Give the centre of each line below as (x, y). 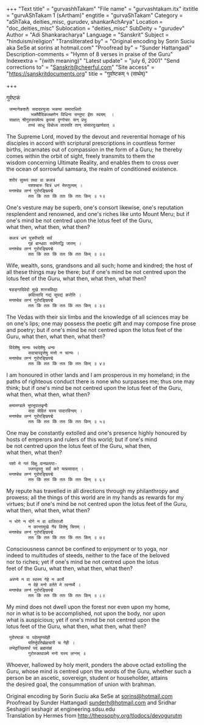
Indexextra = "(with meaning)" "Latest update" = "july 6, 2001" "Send (93, 61)
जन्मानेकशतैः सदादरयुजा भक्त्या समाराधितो (45, 109)
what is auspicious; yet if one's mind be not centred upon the (83, 620)
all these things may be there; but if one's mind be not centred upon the (96, 272)
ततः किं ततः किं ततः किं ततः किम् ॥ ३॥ (67, 306)
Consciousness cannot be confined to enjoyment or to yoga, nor (87, 549)
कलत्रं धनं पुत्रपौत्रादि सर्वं (30, 238)
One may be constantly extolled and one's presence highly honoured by (97, 433)
